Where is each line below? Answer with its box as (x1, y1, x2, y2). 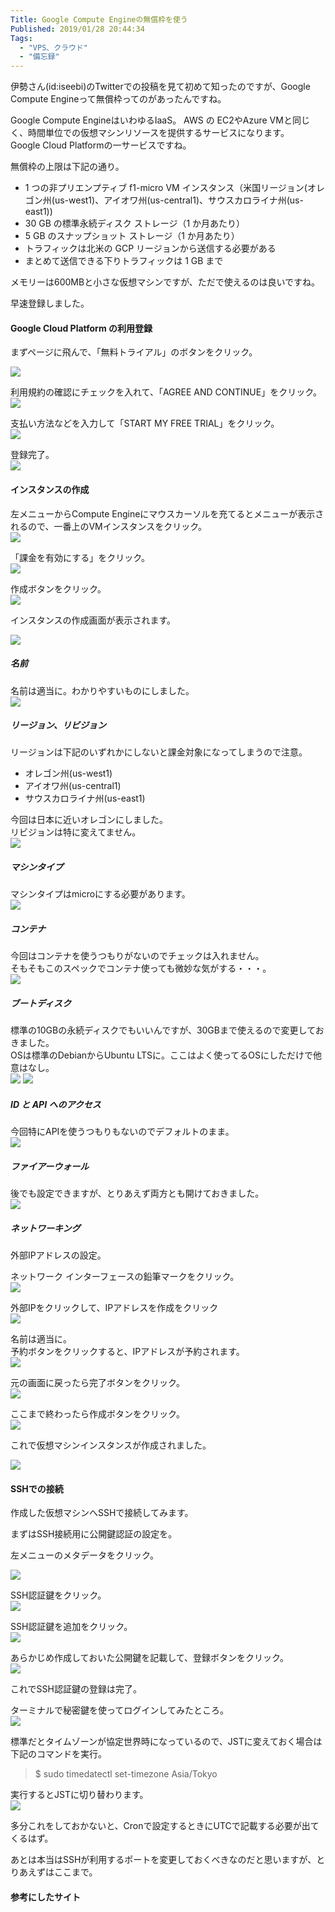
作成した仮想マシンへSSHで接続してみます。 (10, 1507, 194, 1519)
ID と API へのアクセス (10, 1098, 102, 1110)
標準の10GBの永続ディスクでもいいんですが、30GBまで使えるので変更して (10, 1024, 316, 1036)
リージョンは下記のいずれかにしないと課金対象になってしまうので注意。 (10, 746, 308, 758)
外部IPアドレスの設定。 (10, 1249, 107, 1261)
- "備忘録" (19, 52, 60, 62)
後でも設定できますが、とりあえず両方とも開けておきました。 (10, 1187, 265, 1200)
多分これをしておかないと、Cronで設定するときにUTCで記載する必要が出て (10, 1820, 320, 1832)
